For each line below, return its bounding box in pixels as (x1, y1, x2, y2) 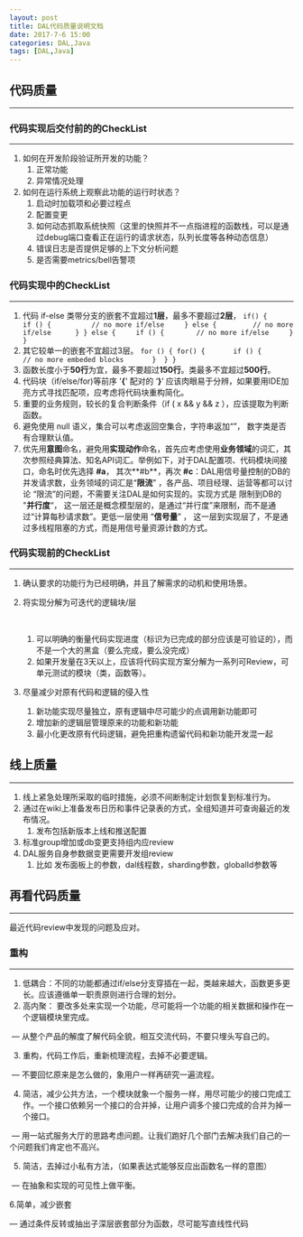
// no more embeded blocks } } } (22, 355, 177, 364)
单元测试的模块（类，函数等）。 (35, 667, 151, 678)
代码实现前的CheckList (9, 547, 111, 560)
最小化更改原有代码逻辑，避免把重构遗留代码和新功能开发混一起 (35, 728, 273, 739)
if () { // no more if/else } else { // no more (22, 320, 294, 330)
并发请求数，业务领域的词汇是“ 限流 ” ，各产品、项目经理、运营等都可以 (22, 477, 286, 488)
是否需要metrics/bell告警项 (35, 255, 136, 265)
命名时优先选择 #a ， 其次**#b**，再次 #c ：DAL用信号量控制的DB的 (38, 466, 291, 477)
